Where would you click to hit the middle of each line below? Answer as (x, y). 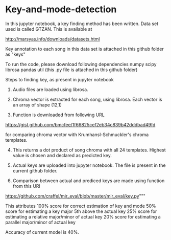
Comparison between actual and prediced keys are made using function (89, 181)
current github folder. (35, 170)
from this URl (27, 186)
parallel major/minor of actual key (40, 222)
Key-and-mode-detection (61, 9)
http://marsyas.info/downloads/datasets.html (53, 39)
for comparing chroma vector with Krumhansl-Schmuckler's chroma (77, 135)
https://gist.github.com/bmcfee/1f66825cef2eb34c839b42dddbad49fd (80, 124)
